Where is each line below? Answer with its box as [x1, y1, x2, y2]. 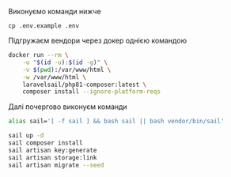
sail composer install [8, 139, 83, 147]
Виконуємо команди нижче [8, 7, 101, 16]
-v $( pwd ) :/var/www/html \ [22, 66, 112, 73]
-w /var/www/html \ [22, 73, 87, 81]
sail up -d [8, 132, 44, 140]
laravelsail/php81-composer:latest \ [22, 81, 147, 88]
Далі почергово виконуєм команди [8, 102, 128, 111]
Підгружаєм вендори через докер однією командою [8, 36, 187, 45]
